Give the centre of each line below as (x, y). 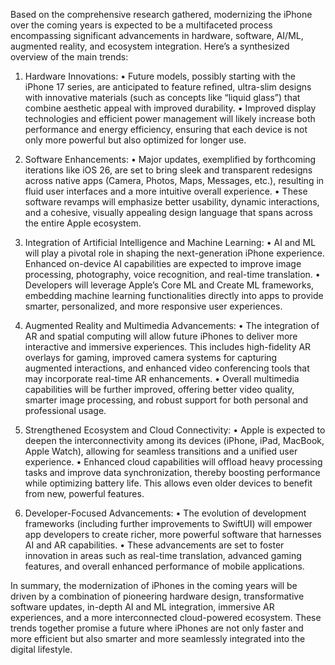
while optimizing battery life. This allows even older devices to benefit (168, 483)
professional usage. (65, 410)
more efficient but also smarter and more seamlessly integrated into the (158, 638)
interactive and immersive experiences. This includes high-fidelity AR (168, 347)
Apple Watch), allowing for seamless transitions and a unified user (161, 451)
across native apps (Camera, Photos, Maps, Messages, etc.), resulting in (174, 180)
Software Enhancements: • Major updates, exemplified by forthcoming (170, 159)
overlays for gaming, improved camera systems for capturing (151, 357)
